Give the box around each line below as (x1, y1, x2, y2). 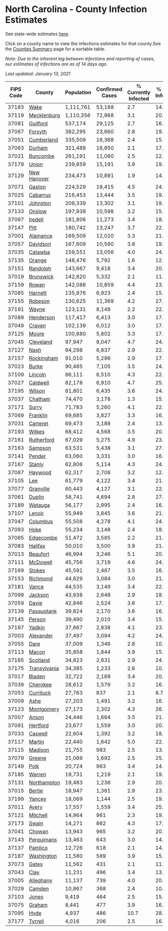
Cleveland (28, 338, 52, 345)
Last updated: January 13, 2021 (5, 70, 71, 76)
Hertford (28, 722, 49, 729)
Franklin (28, 412, 48, 419)
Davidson (28, 240, 51, 247)
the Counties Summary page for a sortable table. (5, 46, 106, 52)
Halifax (28, 542, 45, 549)
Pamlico (28, 844, 48, 851)
